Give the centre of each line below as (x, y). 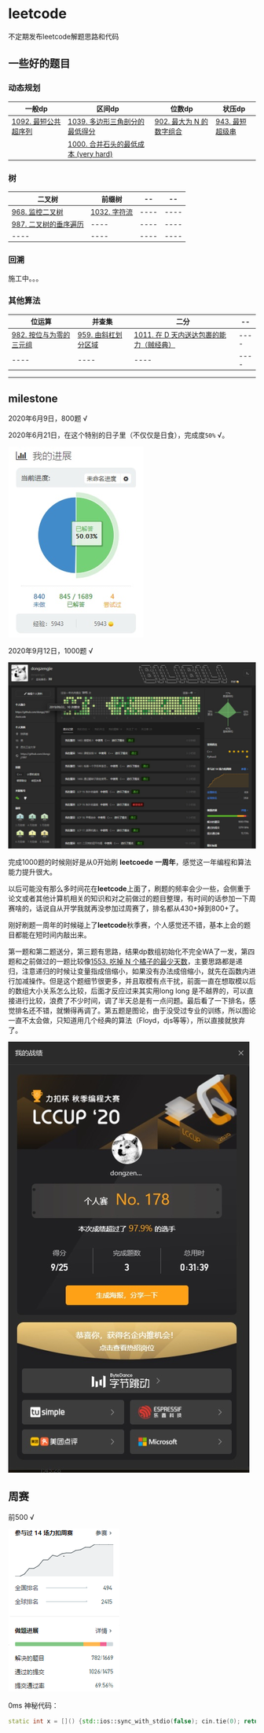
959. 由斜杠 (96, 334)
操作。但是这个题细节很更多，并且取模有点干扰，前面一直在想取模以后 (142, 981)
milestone (33, 398)
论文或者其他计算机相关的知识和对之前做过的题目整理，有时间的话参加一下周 (132, 899)
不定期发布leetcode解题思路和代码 (64, 36)
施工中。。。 (26, 278)
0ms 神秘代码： (33, 1705)
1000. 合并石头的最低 (103, 144)
